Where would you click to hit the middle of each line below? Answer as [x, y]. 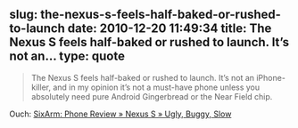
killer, [41, 87]
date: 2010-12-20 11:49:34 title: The [170, 29]
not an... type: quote [67, 56]
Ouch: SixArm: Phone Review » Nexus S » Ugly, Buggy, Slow [120, 114]
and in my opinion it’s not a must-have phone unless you [157, 87]
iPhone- [270, 77]
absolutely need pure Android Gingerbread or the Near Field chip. [152, 96]
